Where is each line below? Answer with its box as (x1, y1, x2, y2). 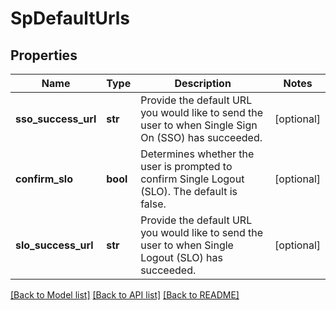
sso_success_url (15, 112, 97, 126)
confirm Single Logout (140, 172, 245, 186)
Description (174, 77, 232, 90)
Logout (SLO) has (140, 251, 223, 264)
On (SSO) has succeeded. (140, 131, 263, 144)
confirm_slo (15, 172, 73, 186)
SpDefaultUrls (10, 7, 131, 30)
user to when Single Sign (140, 118, 258, 132)
